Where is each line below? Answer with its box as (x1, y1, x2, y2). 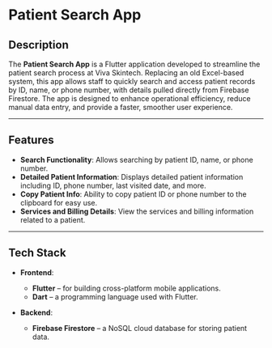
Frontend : (19, 267, 54, 277)
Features (8, 134, 54, 147)
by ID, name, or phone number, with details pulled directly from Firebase (8, 85, 249, 95)
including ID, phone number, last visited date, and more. (19, 180, 206, 190)
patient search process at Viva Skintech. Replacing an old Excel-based (8, 68, 244, 78)
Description (8, 38, 69, 52)
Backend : (19, 308, 53, 317)
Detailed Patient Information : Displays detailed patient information (19, 172, 244, 181)
